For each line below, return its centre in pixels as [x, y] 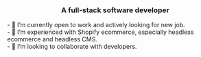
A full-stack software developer [115, 10]
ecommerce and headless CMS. [52, 39]
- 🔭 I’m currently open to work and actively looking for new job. [96, 25]
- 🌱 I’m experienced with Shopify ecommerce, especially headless [100, 32]
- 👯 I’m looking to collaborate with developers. [72, 47]
